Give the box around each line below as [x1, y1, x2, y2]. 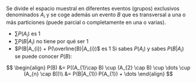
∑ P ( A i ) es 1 [14, 30, 41, 39]
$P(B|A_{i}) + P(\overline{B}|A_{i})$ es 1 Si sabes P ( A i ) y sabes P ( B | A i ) [14, 45, 184, 54]
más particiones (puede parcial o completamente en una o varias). [6, 19, 166, 26]
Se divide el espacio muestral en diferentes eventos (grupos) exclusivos [6, 5, 180, 12]
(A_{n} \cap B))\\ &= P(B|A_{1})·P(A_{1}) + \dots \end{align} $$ [23, 70, 173, 78]
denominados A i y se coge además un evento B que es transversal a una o [6, 11, 186, 19]
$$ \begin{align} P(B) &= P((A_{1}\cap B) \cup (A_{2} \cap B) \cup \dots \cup [6, 64, 191, 71]
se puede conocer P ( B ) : [14, 53, 72, 60]
